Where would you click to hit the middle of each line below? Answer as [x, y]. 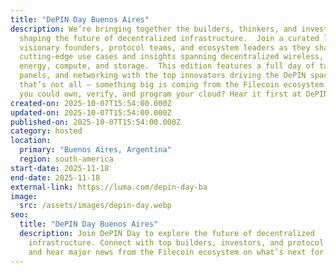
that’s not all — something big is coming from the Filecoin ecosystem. [174, 85]
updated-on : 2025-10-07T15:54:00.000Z [91, 112]
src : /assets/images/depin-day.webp [95, 206]
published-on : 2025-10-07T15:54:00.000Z [96, 122]
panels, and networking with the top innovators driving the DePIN [163, 76]
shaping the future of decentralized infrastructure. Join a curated [169, 38]
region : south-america [66, 159]
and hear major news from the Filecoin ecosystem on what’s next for [176, 252]
